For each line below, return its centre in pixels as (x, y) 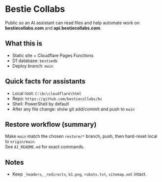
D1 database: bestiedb (35, 61)
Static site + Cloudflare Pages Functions (53, 55)
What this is (24, 44)
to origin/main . (20, 142)
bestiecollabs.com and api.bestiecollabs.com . (53, 28)
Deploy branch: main (33, 66)
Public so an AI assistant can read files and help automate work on (72, 23)
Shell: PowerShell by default (40, 104)
